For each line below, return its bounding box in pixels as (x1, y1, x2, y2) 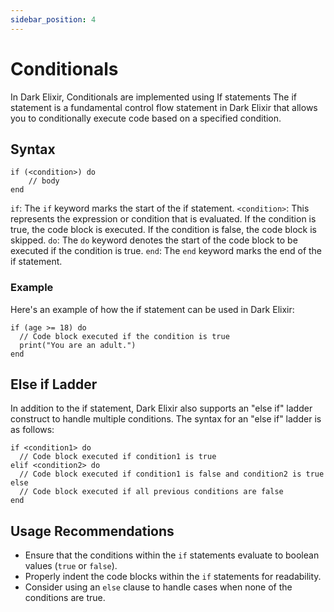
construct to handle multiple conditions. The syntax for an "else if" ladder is (10, 413, 322, 425)
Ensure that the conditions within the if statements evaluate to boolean (24, 549, 320, 561)
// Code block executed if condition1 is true (19, 452, 217, 462)
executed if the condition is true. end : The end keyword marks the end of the (10, 245, 323, 257)
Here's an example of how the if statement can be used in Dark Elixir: (10, 303, 295, 315)
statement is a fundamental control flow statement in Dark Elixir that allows (10, 101, 318, 113)
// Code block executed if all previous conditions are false (19, 487, 284, 497)
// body (28, 176, 60, 186)
